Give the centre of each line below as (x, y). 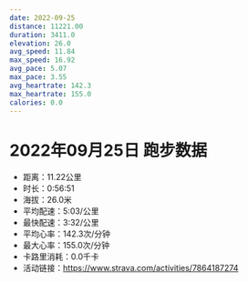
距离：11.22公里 (52, 177)
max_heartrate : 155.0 (51, 94)
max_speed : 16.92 (42, 60)
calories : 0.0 (36, 102)
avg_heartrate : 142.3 (51, 86)
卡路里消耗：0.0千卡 (61, 257)
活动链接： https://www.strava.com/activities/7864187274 (130, 268)
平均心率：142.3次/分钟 (67, 234)
